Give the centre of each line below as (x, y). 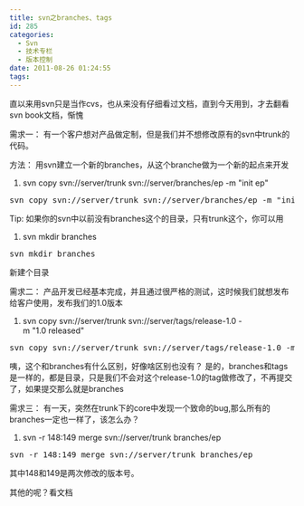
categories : (32, 34)
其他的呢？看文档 (41, 492)
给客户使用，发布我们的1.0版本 (66, 302)
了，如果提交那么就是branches (66, 388)
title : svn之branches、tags (61, 18)
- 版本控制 (35, 60)
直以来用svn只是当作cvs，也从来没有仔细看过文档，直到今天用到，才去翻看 (149, 103)
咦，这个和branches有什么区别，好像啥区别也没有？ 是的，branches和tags (149, 366)
